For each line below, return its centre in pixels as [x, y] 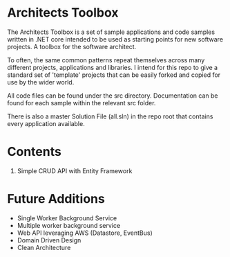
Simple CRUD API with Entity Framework [75, 170]
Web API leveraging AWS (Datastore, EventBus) [85, 233]
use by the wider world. [41, 82]
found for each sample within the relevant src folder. [82, 103]
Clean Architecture [44, 247]
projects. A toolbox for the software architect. [72, 46]
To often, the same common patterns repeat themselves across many [106, 60]
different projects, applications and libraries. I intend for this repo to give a [113, 67]
